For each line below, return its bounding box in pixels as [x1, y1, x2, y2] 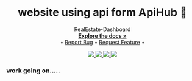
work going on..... [6, 66, 60, 75]
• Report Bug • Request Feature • [60, 38, 145, 46]
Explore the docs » [78, 32, 127, 39]
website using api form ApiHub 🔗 [18, 5, 187, 19]
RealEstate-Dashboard [74, 26, 131, 33]
